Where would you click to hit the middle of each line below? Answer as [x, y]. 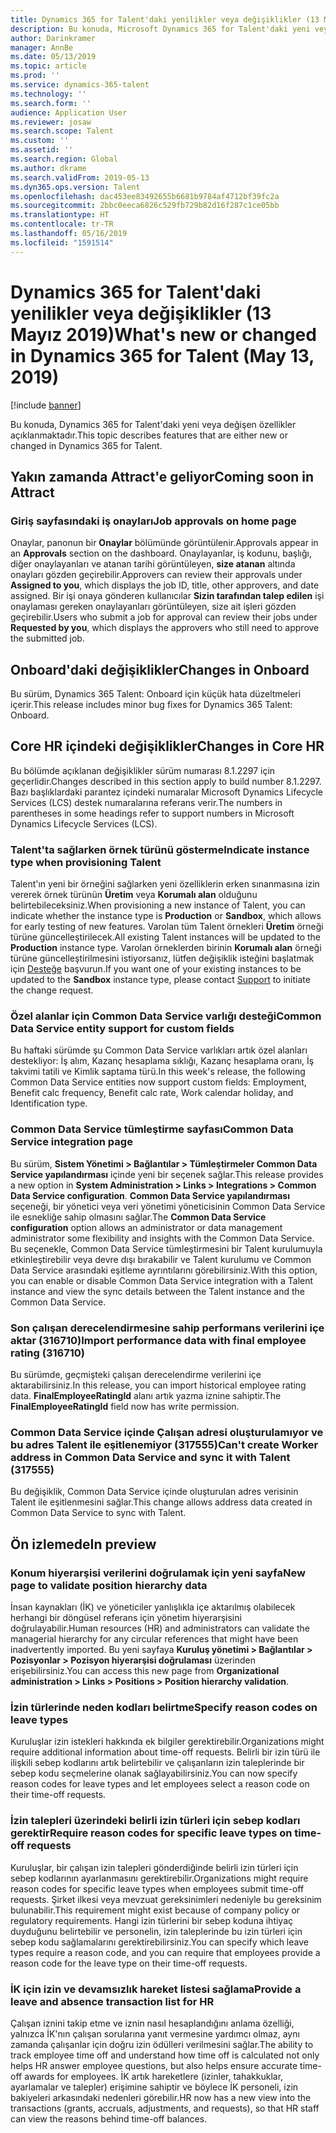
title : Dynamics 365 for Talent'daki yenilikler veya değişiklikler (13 [165, 19]
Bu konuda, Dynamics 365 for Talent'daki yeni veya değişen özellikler [153, 424]
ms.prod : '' [35, 76]
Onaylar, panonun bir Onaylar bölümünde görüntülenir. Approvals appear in [164, 543]
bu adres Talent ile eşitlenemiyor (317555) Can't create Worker [164, 1444]
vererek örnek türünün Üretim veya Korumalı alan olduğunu [134, 895]
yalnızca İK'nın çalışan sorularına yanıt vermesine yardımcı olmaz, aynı [155, 2033]
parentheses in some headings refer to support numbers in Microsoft [152, 813]
